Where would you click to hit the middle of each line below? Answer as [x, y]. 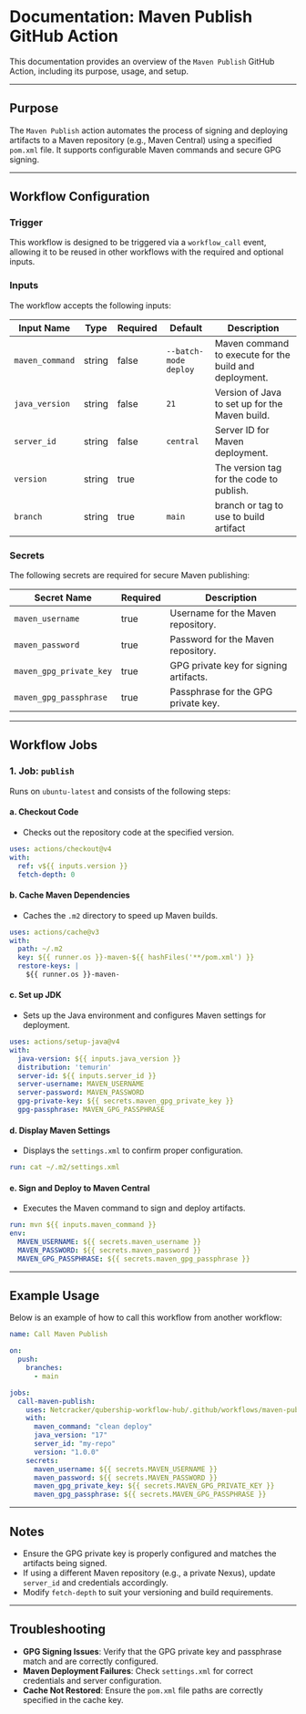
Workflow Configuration [80, 197]
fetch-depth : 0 [46, 874]
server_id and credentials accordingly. [95, 1582]
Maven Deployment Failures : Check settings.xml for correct [138, 1670]
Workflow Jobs [54, 745]
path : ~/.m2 [41, 949]
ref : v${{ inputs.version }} [73, 866]
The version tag [248, 467]
